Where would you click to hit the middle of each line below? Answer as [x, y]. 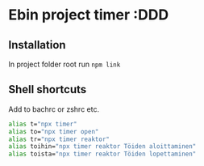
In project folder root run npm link [65, 64]
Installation [37, 45]
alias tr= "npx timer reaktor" [59, 139]
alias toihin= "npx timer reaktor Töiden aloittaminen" [102, 147]
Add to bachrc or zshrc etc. [54, 109]
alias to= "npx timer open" [54, 131]
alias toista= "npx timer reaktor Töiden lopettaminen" [102, 154]
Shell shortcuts [48, 89]
